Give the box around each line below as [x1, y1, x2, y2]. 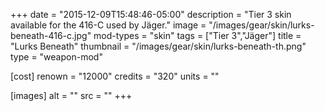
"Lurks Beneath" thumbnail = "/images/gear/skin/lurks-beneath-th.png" [10, 40, 307, 52]
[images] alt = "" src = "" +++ [10, 90, 133, 101]
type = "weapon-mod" [10, 51, 103, 63]
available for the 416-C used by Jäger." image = [10, 19, 207, 31]
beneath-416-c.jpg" [10, 30, 92, 41]
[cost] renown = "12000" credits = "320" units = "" [10, 70, 220, 82]
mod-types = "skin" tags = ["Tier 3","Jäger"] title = [93, 30, 302, 41]
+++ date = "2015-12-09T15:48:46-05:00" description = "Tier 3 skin [10, 9, 292, 20]
